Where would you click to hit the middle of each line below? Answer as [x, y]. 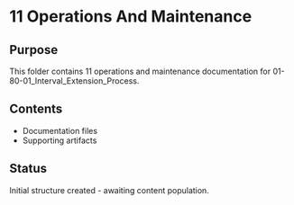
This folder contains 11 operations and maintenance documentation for [140, 71]
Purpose [34, 50]
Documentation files [60, 130]
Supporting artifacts [60, 140]
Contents [36, 109]
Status [28, 169]
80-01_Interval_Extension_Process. [74, 81]
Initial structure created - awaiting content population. [109, 190]
